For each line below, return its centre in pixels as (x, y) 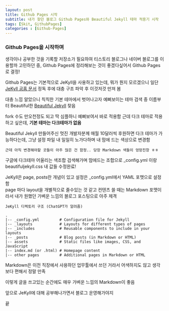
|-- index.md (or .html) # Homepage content (53, 251)
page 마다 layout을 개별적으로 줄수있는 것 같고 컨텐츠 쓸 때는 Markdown (77, 190)
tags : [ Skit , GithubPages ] (34, 24)
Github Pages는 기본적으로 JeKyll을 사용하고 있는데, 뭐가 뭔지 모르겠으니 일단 (82, 82)
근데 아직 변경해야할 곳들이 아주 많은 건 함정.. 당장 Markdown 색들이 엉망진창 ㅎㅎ (82, 150)
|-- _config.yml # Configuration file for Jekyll (67, 220)
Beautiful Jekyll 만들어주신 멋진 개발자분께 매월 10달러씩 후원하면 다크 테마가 (81, 134)
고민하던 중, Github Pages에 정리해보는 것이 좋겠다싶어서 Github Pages (89, 66)
